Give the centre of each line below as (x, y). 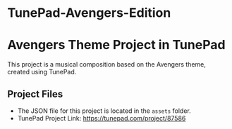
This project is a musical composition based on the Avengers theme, (107, 64)
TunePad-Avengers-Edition (89, 13)
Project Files (35, 94)
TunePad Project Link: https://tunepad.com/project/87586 (102, 118)
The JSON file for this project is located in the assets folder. (104, 111)
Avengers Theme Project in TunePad (116, 45)
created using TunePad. (42, 72)
